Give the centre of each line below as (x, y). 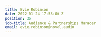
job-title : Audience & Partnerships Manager (50, 23)
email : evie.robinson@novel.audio (40, 27)
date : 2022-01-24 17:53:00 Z (34, 14)
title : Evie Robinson (27, 9)
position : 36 (18, 18)
